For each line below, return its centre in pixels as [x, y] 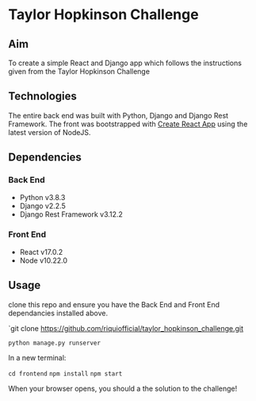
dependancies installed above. [58, 313]
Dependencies [45, 158]
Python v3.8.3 [42, 197]
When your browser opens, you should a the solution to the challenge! [123, 388]
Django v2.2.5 [42, 206]
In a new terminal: [37, 357]
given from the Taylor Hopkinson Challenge [79, 71]
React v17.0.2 [41, 252]
